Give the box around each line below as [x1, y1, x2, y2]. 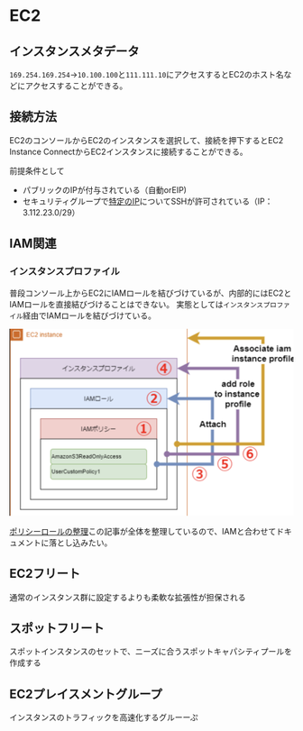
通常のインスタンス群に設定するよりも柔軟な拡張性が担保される [9, 591, 246, 602]
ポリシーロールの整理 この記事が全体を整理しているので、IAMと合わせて [9, 525, 277, 536]
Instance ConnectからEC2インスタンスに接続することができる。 [9, 146, 248, 157]
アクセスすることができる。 [24, 80, 128, 91]
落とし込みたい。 [48, 537, 113, 548]
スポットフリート [9, 620, 105, 635]
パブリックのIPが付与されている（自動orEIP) [22, 184, 188, 195]
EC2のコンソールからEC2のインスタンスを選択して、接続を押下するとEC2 [9, 134, 284, 145]
